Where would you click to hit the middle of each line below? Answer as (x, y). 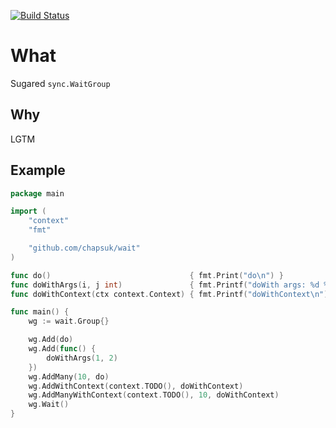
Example (38, 170)
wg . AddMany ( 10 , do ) (69, 376)
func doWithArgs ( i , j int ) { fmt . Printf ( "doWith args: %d (165, 285)
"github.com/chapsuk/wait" (84, 248)
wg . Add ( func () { (62, 349)
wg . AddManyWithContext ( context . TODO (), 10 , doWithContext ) (154, 395)
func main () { (40, 312)
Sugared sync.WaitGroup (60, 83)
